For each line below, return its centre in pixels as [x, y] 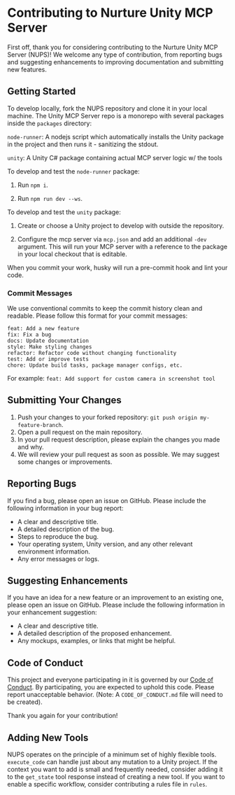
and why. [30, 446]
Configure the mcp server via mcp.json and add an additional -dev [112, 239]
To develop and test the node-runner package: [73, 171]
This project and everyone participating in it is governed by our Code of [110, 680]
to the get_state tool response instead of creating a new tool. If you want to [116, 777]
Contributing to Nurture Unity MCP [110, 13]
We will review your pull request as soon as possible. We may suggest [119, 454]
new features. [27, 69]
